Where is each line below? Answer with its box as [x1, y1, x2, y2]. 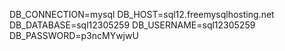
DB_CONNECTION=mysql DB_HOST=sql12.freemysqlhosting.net [9, 9, 275, 20]
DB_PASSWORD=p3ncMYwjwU [9, 30, 139, 41]
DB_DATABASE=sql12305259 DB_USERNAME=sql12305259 [9, 19, 256, 31]
